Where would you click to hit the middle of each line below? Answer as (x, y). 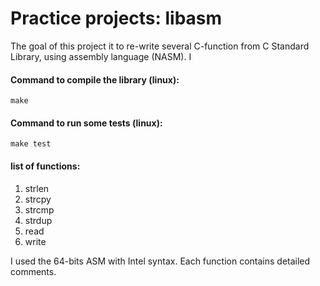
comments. (33, 271)
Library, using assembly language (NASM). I (101, 56)
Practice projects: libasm (116, 18)
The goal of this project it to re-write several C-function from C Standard (160, 46)
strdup (38, 220)
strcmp (39, 209)
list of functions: (45, 166)
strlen (37, 188)
